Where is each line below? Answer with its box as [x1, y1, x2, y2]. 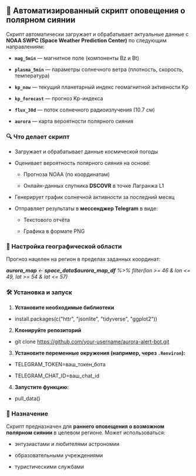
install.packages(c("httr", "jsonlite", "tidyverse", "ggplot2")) [14, 315, 157, 322]
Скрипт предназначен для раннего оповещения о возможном [6, 423, 165, 430]
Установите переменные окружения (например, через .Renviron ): [14, 349, 186, 356]
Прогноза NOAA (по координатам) [23, 171, 110, 178]
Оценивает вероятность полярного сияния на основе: [14, 160, 151, 167]
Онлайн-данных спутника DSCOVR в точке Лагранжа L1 [23, 183, 164, 190]
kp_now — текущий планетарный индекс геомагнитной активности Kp [14, 83, 189, 90]
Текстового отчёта [23, 217, 70, 224]
